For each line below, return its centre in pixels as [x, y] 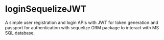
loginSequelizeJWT [46, 9]
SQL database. [20, 33]
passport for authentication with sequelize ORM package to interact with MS [82, 27]
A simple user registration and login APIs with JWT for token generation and [82, 22]
